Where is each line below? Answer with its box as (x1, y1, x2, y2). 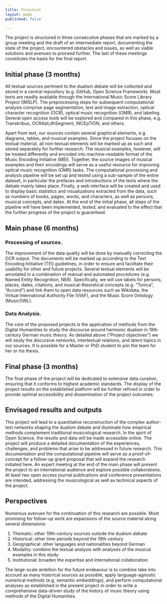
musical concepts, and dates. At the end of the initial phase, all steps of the (5, 199, 160, 205)
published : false (5, 16, 41, 21)
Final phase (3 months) (5, 362, 78, 371)
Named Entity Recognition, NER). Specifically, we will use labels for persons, (5, 276, 162, 282)
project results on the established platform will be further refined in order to (5, 386, 161, 392)
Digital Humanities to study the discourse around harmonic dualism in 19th (5, 327, 158, 333)
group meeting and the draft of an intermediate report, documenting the (5, 40, 153, 46)
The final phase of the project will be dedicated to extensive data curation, (5, 375, 158, 381)
